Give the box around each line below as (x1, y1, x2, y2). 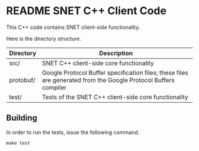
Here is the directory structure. (6, 35, 82, 42)
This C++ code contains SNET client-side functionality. (6, 24, 140, 31)
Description (99, 49, 133, 57)
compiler (41, 83, 67, 91)
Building (6, 113, 37, 123)
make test (6, 140, 31, 146)
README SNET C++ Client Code (6, 4, 167, 18)
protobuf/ (9, 75, 36, 84)
